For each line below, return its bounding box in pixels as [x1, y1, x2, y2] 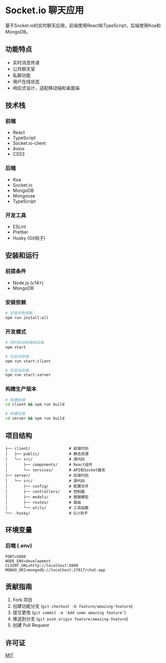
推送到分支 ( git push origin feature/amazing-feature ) [12, 616, 128, 622]
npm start [5, 345, 26, 350]
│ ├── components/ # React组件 [5, 462, 93, 467]
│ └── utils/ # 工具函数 [5, 505, 89, 510]
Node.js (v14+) [12, 280, 44, 286]
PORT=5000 [5, 554, 26, 559]
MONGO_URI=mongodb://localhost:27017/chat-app [5, 567, 106, 573]
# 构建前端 [5, 397, 25, 403]
